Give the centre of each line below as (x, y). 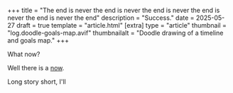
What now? (24, 54)
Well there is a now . (36, 68)
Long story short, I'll (37, 82)
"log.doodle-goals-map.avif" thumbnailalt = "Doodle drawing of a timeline (115, 33)
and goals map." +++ (38, 40)
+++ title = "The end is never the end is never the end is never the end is (114, 10)
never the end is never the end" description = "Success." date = (101, 18)
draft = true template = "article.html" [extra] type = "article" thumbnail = (122, 25)
